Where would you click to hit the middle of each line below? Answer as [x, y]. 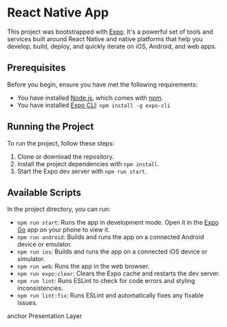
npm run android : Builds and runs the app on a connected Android [110, 237]
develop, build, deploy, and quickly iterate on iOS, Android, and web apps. [112, 46]
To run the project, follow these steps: [61, 143]
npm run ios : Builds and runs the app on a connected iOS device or [112, 251]
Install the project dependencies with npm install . [88, 163]
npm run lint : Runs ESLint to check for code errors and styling [106, 281]
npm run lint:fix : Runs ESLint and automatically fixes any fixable [110, 295]
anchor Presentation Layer [45, 316]
